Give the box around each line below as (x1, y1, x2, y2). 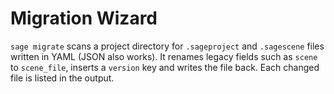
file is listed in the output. (10, 72, 115, 84)
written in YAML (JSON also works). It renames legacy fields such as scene (10, 50, 318, 62)
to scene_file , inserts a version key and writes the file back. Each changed (10, 61, 320, 73)
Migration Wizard (10, 7, 158, 30)
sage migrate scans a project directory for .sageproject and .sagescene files (10, 40, 325, 52)
